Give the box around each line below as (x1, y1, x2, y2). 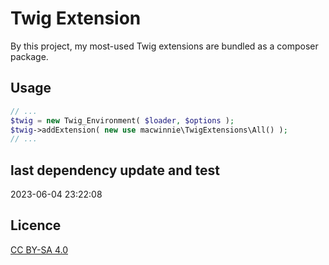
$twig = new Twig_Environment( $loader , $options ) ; (10, 115, 235, 126)
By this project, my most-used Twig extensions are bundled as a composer (10, 40, 319, 52)
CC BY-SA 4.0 (10, 243, 69, 256)
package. (10, 50, 49, 62)
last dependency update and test (10, 162, 220, 179)
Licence (10, 217, 62, 234)
